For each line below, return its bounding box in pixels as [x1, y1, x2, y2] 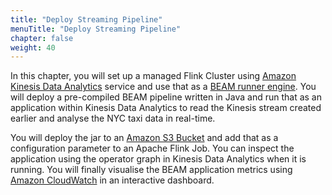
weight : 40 [10, 42, 56, 53]
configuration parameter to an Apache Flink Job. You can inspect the [10, 142, 295, 155]
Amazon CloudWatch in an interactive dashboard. [10, 174, 215, 186]
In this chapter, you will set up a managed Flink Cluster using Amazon [10, 70, 297, 82]
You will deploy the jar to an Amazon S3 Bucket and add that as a [10, 132, 279, 144]
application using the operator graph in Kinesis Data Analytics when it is [10, 153, 307, 165]
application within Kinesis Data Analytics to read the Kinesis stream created [10, 102, 322, 114]
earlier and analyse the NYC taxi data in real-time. [10, 112, 216, 125]
